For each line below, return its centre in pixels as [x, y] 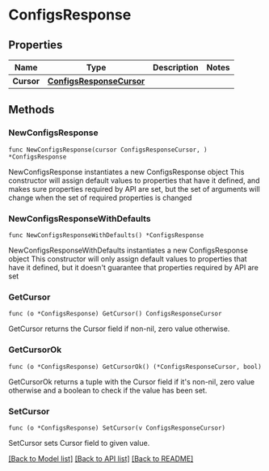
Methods [32, 110]
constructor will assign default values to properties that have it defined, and [134, 180]
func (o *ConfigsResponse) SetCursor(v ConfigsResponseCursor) [117, 428]
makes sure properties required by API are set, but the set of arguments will [134, 189]
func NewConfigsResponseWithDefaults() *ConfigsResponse [106, 235]
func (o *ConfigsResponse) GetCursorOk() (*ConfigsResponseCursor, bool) [135, 367]
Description [176, 68]
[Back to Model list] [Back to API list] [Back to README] [101, 458]
